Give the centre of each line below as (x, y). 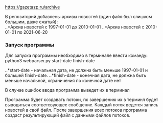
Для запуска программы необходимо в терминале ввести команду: (76, 55)
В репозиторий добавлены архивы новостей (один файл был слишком (79, 16)
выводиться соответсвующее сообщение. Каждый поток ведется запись (82, 105)
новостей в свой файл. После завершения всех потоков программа (76, 110)
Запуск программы (30, 45)
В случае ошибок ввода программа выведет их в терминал (67, 90)
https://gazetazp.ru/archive (33, 7)
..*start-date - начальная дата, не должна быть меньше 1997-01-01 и (77, 70)
